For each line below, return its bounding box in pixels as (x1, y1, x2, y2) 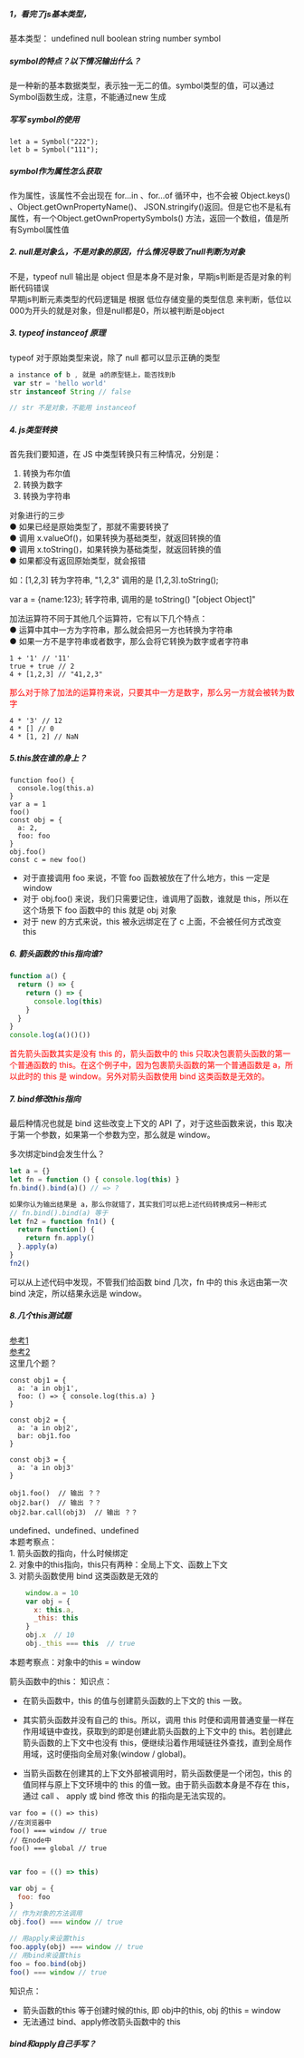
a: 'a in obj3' (17, 1463, 75, 1472)
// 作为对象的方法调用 (9, 1909, 83, 1918)
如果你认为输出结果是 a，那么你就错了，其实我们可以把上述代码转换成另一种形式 (9, 1200, 267, 1209)
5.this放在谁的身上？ (9, 752, 88, 763)
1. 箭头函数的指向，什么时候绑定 (9, 1547, 128, 1558)
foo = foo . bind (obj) (9, 1959, 88, 1968)
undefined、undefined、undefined (9, 1524, 139, 1535)
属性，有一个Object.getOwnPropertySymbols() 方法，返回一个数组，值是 (9, 212, 281, 223)
